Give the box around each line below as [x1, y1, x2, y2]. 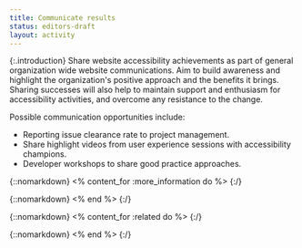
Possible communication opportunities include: [9, 111, 186, 123]
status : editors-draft [9, 22, 96, 31]
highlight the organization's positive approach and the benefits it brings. [9, 75, 279, 86]
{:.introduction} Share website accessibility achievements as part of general [9, 56, 294, 67]
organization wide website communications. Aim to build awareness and [9, 65, 280, 76]
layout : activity [9, 30, 75, 39]
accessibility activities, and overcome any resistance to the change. [9, 94, 264, 105]
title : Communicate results [9, 13, 116, 23]
